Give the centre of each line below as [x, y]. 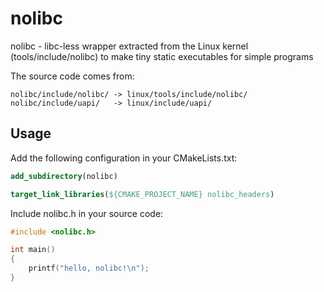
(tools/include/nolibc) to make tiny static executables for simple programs [162, 56]
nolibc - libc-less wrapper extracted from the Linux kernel [129, 46]
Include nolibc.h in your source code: [87, 213]
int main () [33, 250]
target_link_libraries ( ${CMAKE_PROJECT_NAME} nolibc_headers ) [142, 194]
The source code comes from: [72, 76]
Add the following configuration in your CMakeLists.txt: [124, 158]
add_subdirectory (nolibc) [64, 176]
